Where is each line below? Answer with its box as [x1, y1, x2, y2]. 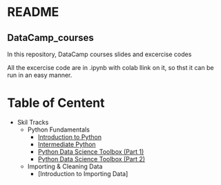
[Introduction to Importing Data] [37, 169, 128, 177]
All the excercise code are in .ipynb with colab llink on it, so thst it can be [7, 64, 214, 71]
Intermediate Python [37, 140, 96, 148]
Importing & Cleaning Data [27, 162, 103, 170]
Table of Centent [7, 95, 105, 111]
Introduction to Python [37, 132, 102, 141]
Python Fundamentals [27, 125, 90, 134]
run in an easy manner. [7, 71, 73, 79]
